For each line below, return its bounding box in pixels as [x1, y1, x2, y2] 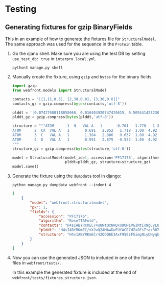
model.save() [12, 164, 39, 169]
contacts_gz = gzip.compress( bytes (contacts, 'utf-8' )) [12, 101, 127, 106]
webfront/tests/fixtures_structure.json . [12, 274, 97, 280]
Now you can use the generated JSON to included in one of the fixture [12, 255, 155, 261]
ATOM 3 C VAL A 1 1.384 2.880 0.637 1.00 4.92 [12, 133, 158, 138]
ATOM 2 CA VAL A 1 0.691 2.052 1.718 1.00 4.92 [12, 128, 158, 133]
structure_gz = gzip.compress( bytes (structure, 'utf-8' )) [12, 146, 131, 151]
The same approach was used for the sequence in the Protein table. [5, 41, 143, 47]
